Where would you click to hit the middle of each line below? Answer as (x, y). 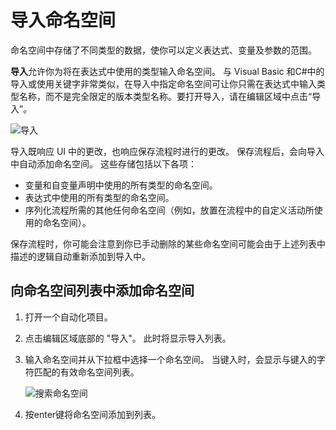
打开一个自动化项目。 (68, 317)
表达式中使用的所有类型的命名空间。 (99, 197)
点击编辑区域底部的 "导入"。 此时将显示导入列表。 (128, 338)
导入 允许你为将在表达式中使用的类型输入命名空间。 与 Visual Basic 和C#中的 (167, 71)
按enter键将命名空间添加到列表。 (93, 414)
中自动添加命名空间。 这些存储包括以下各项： (103, 163)
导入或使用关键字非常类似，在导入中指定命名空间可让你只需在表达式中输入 (163, 83)
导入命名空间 (63, 20)
